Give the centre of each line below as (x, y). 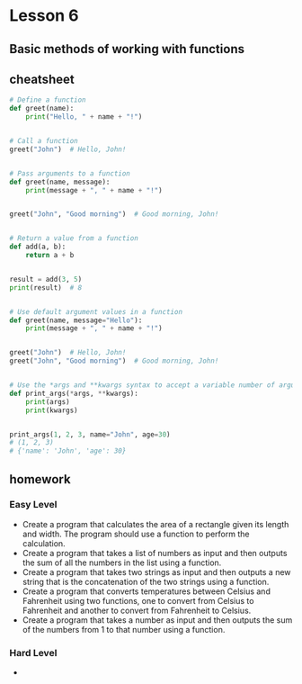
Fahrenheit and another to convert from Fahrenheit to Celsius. (137, 610)
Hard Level (33, 652)
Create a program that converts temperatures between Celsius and (147, 591)
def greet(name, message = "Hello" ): (76, 320)
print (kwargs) (52, 410)
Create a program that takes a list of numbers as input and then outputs (155, 553)
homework (40, 479)
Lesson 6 (44, 16)
